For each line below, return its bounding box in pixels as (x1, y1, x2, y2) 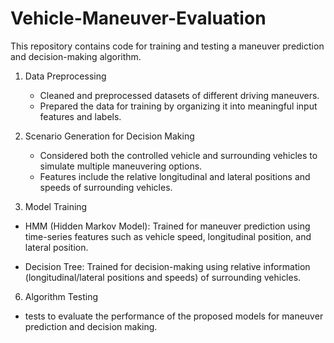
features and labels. (39, 110, 122, 122)
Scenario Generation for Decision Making (24, 130, 195, 142)
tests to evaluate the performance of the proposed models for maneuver (24, 310, 324, 322)
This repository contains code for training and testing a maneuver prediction (10, 40, 325, 52)
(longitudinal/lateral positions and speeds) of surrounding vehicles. (24, 271, 302, 283)
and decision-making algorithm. (10, 50, 142, 62)
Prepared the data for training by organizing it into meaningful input (39, 100, 318, 112)
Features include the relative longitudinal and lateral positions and (39, 170, 311, 182)
